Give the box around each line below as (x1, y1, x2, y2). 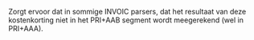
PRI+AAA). (8, 24, 44, 33)
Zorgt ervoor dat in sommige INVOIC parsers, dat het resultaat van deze (8, 7, 247, 16)
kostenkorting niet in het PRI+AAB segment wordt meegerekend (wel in (8, 15, 244, 25)
